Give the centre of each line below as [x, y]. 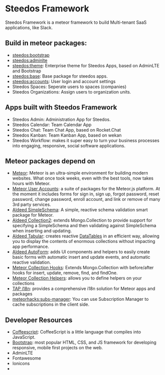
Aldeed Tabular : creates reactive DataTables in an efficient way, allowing [86, 236]
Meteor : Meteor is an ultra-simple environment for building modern [80, 173]
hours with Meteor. [31, 184]
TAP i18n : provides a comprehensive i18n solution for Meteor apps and [84, 289]
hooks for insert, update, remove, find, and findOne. [65, 273]
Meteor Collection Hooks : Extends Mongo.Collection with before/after [83, 268]
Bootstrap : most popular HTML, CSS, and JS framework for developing [84, 342]
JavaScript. [24, 337]
